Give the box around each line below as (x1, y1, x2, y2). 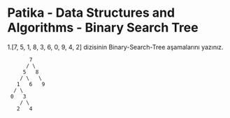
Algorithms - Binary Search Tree (7, 20, 199, 36)
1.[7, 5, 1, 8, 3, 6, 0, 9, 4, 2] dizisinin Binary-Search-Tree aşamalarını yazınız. (7, 43, 224, 51)
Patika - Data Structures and (7, 5, 175, 21)
